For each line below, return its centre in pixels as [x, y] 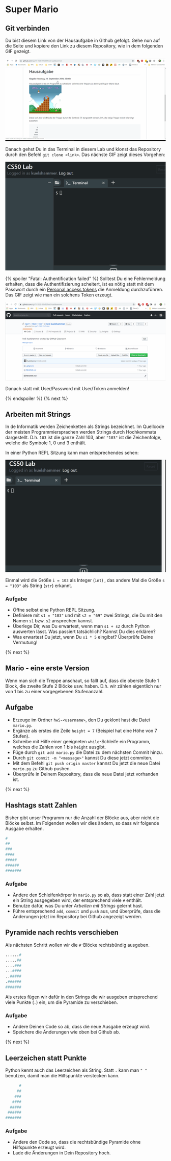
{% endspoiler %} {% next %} [37, 398]
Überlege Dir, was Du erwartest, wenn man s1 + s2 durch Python [81, 626]
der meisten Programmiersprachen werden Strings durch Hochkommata [81, 432]
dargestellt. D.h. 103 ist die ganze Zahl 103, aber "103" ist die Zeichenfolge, [83, 438]
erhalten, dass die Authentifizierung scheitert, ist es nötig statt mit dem [80, 284]
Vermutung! [25, 642]
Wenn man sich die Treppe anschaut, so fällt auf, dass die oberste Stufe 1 [82, 680]
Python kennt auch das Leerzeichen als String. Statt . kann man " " [76, 1070]
